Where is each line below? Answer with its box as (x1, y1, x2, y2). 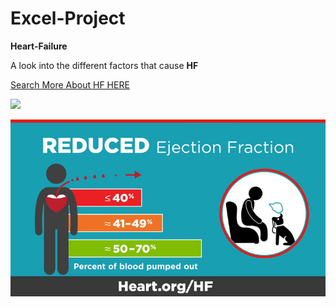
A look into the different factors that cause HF (10, 59, 199, 71)
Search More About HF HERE (10, 78, 130, 91)
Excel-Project (10, 7, 126, 30)
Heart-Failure (10, 40, 68, 52)
